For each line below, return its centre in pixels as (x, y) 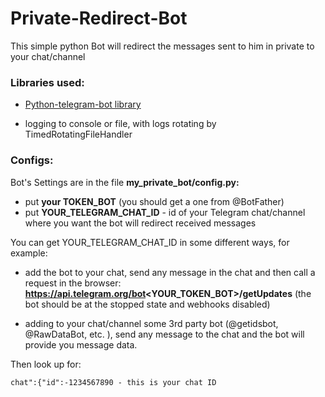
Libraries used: (47, 82)
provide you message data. (81, 344)
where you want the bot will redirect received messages (140, 223)
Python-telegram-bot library (83, 104)
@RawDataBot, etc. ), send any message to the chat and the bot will (164, 334)
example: (29, 253)
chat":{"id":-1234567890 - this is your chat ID (113, 382)
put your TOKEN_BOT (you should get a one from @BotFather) (154, 201)
